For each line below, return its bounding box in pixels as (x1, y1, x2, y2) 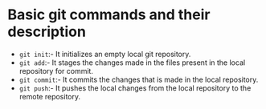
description (7, 22, 86, 41)
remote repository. (18, 91, 81, 101)
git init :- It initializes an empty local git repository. (18, 49, 191, 59)
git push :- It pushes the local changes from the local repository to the (18, 83, 252, 93)
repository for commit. (18, 66, 94, 75)
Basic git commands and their (7, 6, 211, 24)
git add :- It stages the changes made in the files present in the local (18, 58, 246, 67)
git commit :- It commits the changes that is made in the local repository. (18, 75, 259, 84)
